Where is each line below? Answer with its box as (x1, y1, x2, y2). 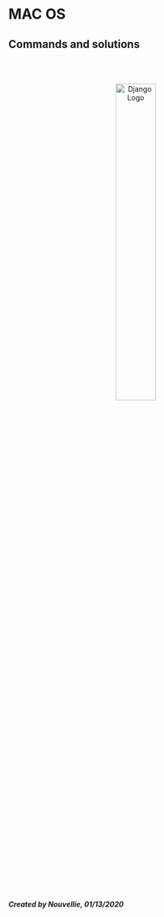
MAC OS (8, 5, 66, 24)
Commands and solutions (8, 37, 140, 51)
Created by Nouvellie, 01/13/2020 (8, 899, 124, 909)
